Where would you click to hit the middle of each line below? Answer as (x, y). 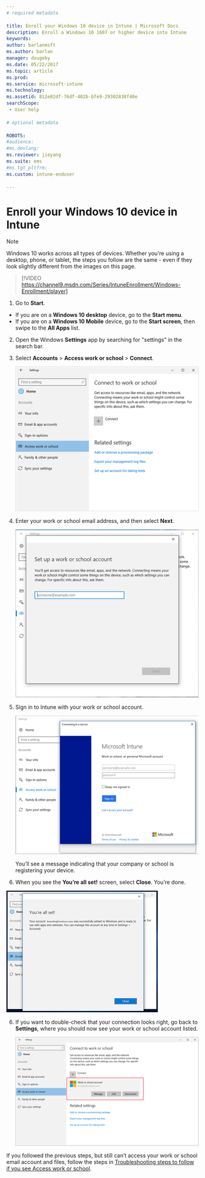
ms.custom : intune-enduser (41, 174)
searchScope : (23, 103)
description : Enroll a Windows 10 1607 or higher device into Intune (97, 32)
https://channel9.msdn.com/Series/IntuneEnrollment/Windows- (101, 285)
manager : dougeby (28, 58)
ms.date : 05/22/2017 (33, 64)
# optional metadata (33, 122)
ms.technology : (26, 91)
